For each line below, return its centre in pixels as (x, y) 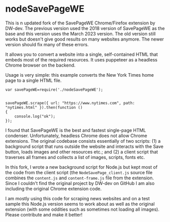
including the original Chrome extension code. (54, 188)
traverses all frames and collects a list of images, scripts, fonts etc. (75, 157)
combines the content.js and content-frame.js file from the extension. (79, 178)
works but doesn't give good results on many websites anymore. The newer (84, 39)
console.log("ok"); (35, 116)
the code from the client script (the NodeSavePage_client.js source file (79, 172)
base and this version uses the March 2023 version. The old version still (80, 34)
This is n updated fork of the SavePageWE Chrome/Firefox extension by (80, 23)
